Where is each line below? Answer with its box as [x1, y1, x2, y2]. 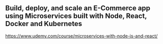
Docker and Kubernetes [5, 19, 83, 28]
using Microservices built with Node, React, [5, 12, 147, 20]
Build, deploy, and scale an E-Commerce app [5, 4, 151, 12]
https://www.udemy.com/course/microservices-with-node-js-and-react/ [5, 32, 158, 39]
